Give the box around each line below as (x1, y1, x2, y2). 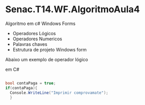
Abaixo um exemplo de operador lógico (5, 56, 88, 62)
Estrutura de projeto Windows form (12, 46, 87, 52)
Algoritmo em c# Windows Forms (5, 20, 76, 27)
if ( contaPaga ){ (5, 85, 38, 90)
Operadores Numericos (12, 36, 62, 42)
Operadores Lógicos (12, 30, 56, 36)
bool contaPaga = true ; (5, 81, 56, 86)
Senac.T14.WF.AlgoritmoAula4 (5, 4, 140, 15)
